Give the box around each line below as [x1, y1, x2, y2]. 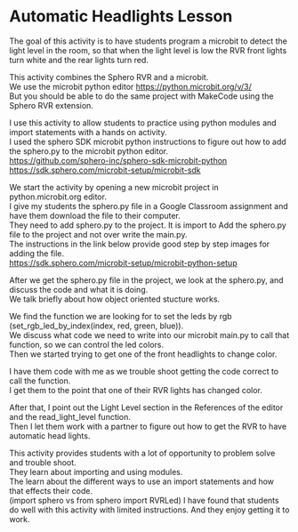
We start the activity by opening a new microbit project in [9, 181, 220, 192]
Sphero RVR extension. [9, 100, 93, 110]
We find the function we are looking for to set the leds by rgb [9, 310, 233, 321]
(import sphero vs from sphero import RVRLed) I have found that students [9, 495, 279, 505]
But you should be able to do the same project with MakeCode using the [9, 91, 274, 101]
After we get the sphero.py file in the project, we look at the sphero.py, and [9, 274, 284, 286]
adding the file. [9, 247, 65, 259]
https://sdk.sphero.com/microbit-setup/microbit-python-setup [9, 257, 238, 268]
